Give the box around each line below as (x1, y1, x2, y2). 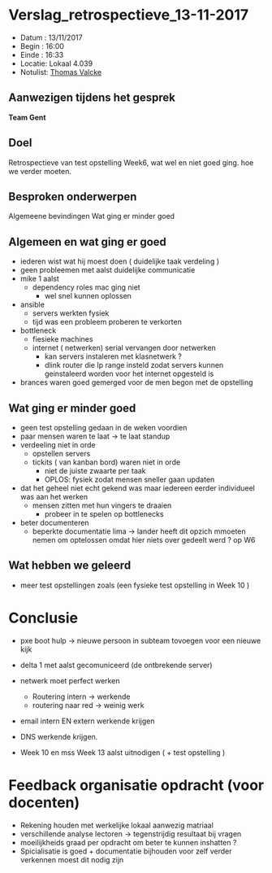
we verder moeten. (8, 166, 71, 176)
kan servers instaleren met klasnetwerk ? (44, 351, 183, 361)
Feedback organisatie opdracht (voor (8, 775, 265, 794)
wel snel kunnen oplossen (44, 291, 132, 301)
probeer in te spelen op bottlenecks (44, 509, 164, 518)
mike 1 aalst (19, 274, 59, 284)
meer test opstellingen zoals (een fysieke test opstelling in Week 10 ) (19, 580, 250, 590)
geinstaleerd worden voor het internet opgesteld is (44, 369, 214, 379)
